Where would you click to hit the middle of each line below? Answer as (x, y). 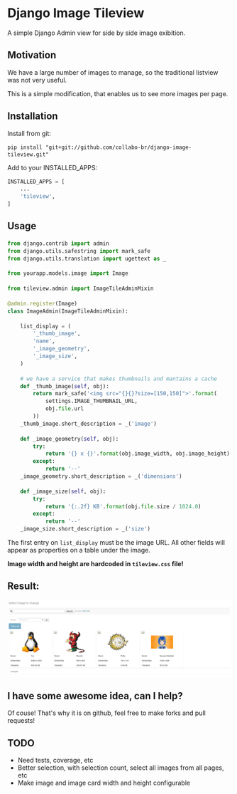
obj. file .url (64, 409)
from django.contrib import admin (59, 244)
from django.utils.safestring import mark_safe (79, 251)
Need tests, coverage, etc (55, 761)
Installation (33, 116)
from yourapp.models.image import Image (68, 273)
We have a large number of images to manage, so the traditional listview (113, 72)
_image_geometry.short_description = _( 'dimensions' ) (101, 476)
